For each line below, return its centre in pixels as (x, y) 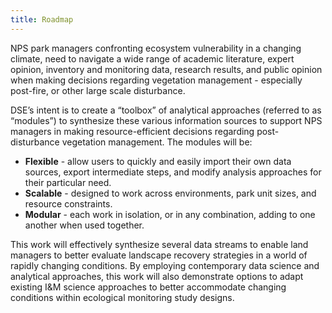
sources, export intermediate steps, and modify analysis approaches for (173, 172)
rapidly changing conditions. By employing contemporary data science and (165, 265)
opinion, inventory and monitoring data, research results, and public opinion (166, 69)
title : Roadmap (42, 19)
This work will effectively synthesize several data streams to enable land (159, 244)
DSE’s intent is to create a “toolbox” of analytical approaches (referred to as (166, 110)
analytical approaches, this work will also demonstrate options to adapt (157, 276)
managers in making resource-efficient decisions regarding (132, 131)
